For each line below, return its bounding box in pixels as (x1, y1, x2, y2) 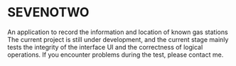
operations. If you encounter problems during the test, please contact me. (7, 50, 224, 59)
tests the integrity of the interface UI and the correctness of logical (7, 43, 203, 51)
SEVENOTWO (7, 4, 90, 21)
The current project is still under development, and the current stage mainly (7, 35, 229, 43)
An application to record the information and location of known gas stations (7, 28, 229, 36)
